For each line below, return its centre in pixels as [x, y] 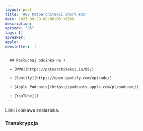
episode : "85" [20, 28]
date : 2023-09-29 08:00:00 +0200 [40, 19]
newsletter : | [21, 47]
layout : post [19, 10]
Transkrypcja [22, 123]
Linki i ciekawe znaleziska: [32, 110]
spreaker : [15, 38]
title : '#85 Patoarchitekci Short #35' [46, 14]
